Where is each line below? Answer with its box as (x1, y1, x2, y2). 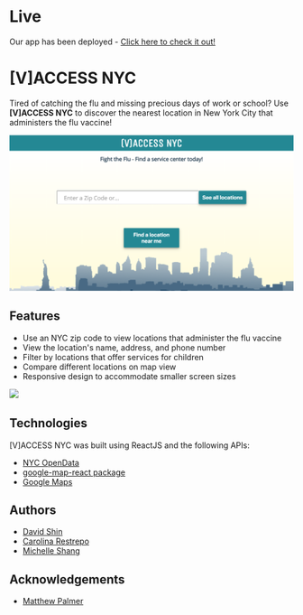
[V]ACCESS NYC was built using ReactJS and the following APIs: (9, 440, 250, 451)
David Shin (22, 526, 63, 537)
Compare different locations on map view (22, 361, 177, 372)
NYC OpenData (22, 457, 79, 468)
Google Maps (22, 476, 73, 487)
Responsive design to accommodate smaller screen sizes (22, 370, 236, 381)
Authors (9, 503, 57, 517)
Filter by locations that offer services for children (22, 351, 205, 362)
